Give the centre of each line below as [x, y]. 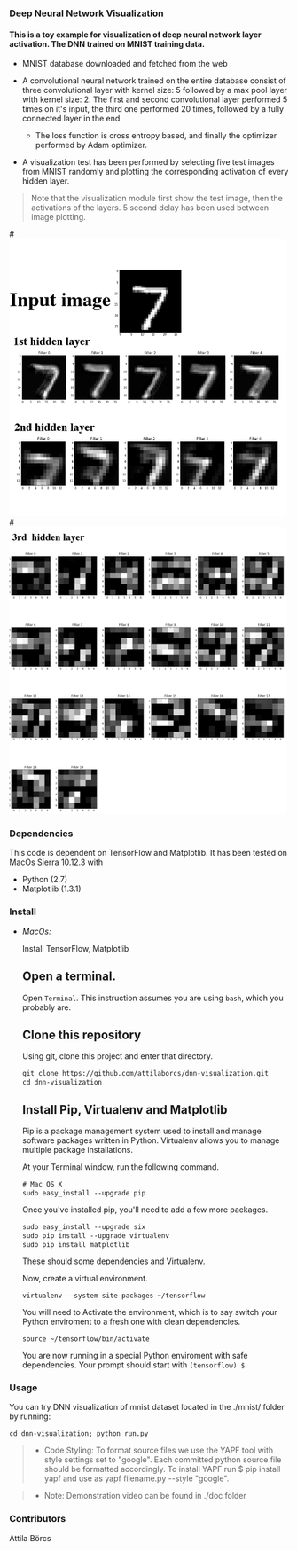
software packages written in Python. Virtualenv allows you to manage [151, 1140]
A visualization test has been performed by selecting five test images [148, 162]
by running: [30, 1416]
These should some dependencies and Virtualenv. [113, 1261]
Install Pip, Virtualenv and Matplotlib [125, 1110]
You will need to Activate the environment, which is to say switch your [149, 1312]
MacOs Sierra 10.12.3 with [56, 862]
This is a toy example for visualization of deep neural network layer [135, 35]
